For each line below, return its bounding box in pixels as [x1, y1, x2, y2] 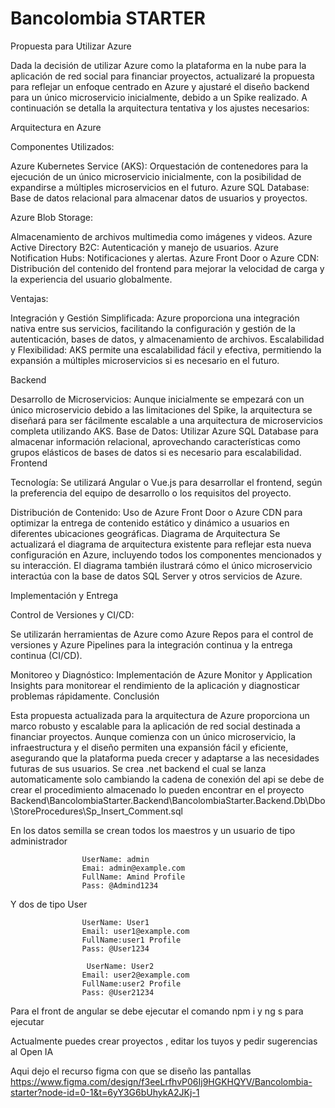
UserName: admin [81, 854, 150, 864]
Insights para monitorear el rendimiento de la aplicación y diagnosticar [10, 679, 301, 691]
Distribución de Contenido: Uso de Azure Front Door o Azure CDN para [10, 506, 303, 518]
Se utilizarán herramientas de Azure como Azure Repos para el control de [10, 628, 314, 640]
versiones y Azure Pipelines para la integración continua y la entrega [10, 638, 293, 651]
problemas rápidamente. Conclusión [10, 690, 160, 702]
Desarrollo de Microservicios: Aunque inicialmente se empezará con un [10, 393, 305, 405]
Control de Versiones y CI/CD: [10, 608, 135, 621]
